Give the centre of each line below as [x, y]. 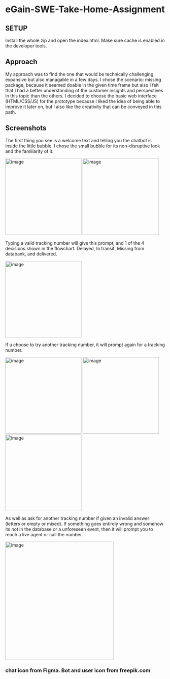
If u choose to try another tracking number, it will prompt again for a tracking [85, 345]
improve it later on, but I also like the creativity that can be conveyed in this [83, 107]
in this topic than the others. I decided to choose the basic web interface [81, 96]
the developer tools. [26, 46]
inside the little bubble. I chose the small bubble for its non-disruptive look [83, 146]
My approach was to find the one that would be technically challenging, [80, 74]
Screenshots [26, 128]
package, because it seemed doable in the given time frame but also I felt [82, 85]
